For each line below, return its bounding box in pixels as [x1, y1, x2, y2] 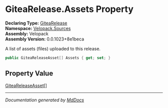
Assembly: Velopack [5, 30, 49, 36]
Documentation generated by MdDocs [5, 96, 84, 103]
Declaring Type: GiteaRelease [5, 20, 67, 26]
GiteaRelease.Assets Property [5, 3, 134, 15]
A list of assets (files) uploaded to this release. [5, 45, 101, 51]
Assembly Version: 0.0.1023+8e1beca [5, 36, 84, 42]
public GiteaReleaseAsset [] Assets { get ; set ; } [5, 55, 111, 60]
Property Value [5, 69, 53, 78]
